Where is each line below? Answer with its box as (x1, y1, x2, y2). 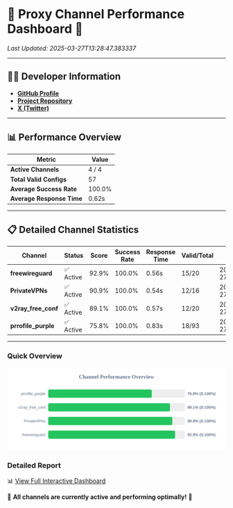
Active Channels (10, 165, 60, 174)
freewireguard (10, 269, 53, 277)
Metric (36, 156, 57, 164)
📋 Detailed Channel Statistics (7, 224, 139, 236)
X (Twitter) (17, 104, 50, 112)
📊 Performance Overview (7, 131, 121, 143)
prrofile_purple (10, 321, 55, 329)
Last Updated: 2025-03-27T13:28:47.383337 (7, 44, 137, 52)
